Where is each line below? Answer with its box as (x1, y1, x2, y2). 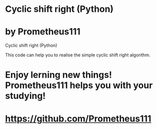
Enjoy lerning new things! (5, 69, 112, 81)
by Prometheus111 (5, 26, 81, 38)
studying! (5, 90, 46, 102)
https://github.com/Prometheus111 (5, 113, 152, 124)
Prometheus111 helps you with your (5, 80, 153, 91)
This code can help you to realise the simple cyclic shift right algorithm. (5, 52, 151, 58)
